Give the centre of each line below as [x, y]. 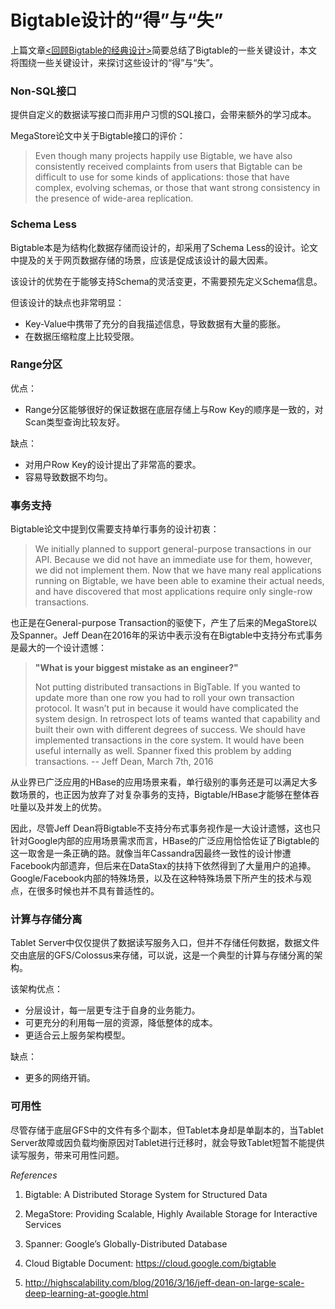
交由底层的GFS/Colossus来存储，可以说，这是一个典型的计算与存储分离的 [162, 955]
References [34, 1175]
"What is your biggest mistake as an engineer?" [136, 668]
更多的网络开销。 [60, 1078]
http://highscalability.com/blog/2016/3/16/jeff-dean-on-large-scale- [164, 1282]
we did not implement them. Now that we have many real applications [178, 570]
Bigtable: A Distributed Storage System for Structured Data [146, 1194]
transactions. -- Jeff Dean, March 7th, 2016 [124, 762]
